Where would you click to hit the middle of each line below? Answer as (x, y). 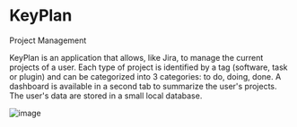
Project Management (48, 40)
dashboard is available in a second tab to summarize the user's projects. (143, 86)
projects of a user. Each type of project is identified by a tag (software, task (149, 67)
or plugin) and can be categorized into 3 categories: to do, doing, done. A (145, 76)
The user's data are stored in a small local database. (106, 96)
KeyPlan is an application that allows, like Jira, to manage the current (136, 57)
